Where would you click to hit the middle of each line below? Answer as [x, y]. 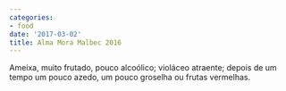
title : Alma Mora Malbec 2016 [66, 42]
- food [21, 26]
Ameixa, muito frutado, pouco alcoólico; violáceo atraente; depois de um [143, 68]
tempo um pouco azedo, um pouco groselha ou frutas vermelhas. [130, 78]
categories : [31, 17]
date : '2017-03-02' [46, 34]
